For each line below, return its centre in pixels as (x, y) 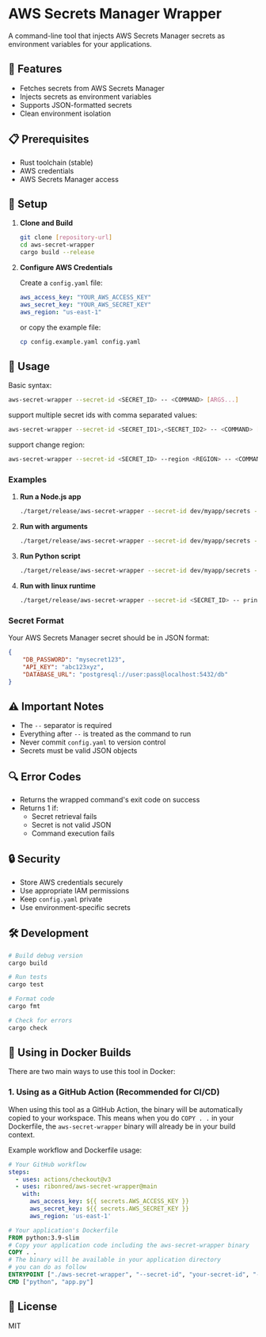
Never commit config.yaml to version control (93, 742)
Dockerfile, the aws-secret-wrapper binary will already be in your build (122, 1126)
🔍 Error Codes (45, 777)
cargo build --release (57, 253)
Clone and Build (46, 223)
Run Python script (50, 556)
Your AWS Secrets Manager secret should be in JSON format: (109, 638)
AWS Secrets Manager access (69, 179)
